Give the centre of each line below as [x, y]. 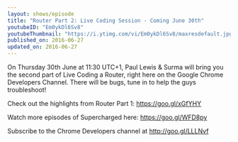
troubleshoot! [27, 90]
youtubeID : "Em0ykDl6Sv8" [45, 27]
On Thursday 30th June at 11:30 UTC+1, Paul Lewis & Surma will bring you [115, 67]
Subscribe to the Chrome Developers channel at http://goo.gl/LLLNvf [108, 131]
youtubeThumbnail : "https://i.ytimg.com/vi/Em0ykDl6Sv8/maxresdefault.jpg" [121, 34]
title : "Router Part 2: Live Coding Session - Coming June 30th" [106, 21]
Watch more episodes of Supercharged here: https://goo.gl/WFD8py [107, 117]
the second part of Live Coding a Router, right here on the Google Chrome [115, 75]
